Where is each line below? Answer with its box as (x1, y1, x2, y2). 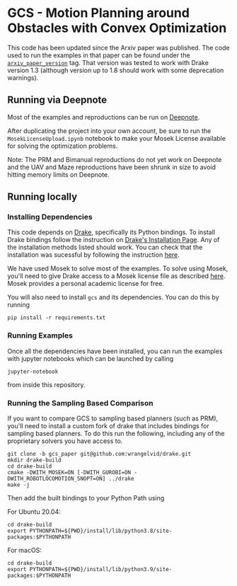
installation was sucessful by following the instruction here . (7, 251, 180, 259)
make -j (7, 481, 30, 489)
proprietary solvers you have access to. (7, 437, 123, 445)
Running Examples (7, 331, 73, 340)
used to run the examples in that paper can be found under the (7, 51, 190, 59)
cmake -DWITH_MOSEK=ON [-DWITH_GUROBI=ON (7, 469, 132, 476)
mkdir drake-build (7, 456, 62, 464)
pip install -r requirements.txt (7, 314, 106, 321)
